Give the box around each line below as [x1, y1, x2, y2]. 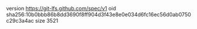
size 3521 [35, 17, 59, 24]
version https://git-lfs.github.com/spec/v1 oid [6, 5, 117, 12]
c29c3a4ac [6, 17, 34, 24]
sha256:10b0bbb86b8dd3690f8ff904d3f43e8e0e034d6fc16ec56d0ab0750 [6, 11, 191, 18]
